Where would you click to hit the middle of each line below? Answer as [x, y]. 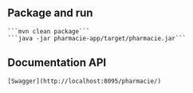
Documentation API [57, 63]
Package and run [50, 13]
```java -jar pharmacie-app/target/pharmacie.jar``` [97, 38]
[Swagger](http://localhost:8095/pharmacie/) [84, 81]
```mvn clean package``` [49, 31]
